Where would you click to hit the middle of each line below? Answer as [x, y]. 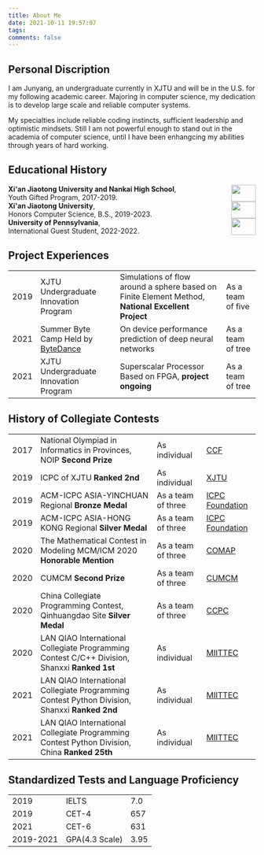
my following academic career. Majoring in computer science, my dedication [132, 97]
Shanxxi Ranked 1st [78, 668]
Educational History [58, 170]
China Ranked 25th [77, 752]
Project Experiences [59, 255]
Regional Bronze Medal [84, 505]
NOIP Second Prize [76, 460]
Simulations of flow [155, 276]
